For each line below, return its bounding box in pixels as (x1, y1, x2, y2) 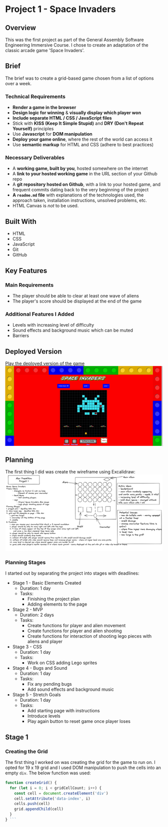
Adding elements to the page (27, 601, 87, 607)
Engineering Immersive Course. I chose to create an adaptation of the (5, 42, 148, 48)
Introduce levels (27, 713, 61, 719)
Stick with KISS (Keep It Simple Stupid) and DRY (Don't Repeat (12, 120, 144, 126)
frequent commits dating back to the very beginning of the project (12, 187, 149, 193)
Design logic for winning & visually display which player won (12, 110, 141, 116)
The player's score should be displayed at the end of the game (12, 298, 142, 304)
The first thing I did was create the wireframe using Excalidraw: (5, 469, 136, 475)
